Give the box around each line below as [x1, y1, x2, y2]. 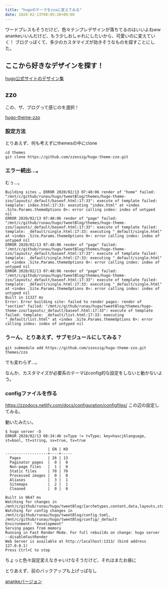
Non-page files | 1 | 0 [9, 465, 68, 470]
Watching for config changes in [5, 508, 72, 513]
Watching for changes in [5, 500, 57, 505]
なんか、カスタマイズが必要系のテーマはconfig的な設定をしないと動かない [5, 370, 158, 376]
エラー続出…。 [5, 167, 41, 174]
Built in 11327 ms [5, 294, 43, 300]
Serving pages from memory [5, 526, 61, 531]
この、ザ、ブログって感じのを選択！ [5, 104, 79, 110]
